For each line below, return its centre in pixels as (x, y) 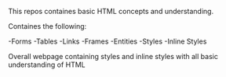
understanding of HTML (47, 65)
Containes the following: (47, 26)
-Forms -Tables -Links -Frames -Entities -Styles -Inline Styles (108, 41)
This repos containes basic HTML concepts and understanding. (111, 11)
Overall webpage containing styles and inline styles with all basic (113, 56)
